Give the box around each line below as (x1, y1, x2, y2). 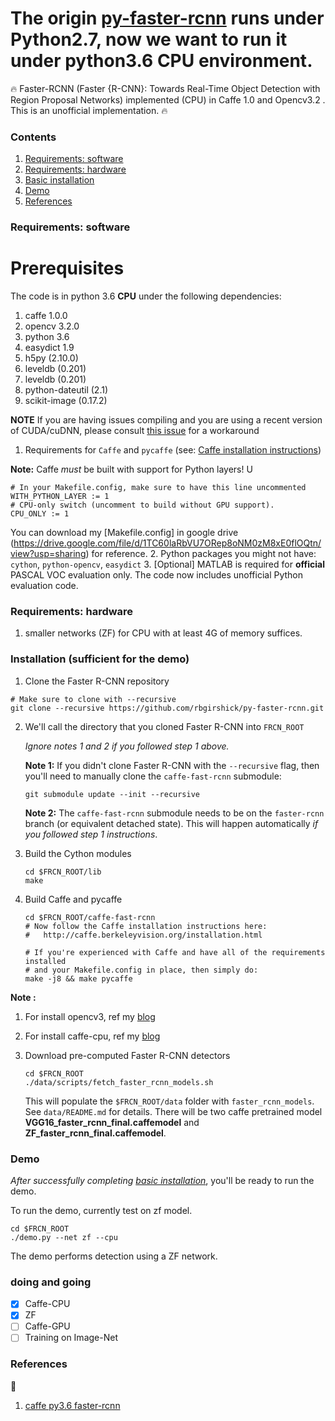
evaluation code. (10, 580, 79, 592)
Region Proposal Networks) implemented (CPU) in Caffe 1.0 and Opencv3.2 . (10, 93, 326, 106)
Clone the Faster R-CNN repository (24, 675, 170, 687)
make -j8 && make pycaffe (24, 973, 133, 984)
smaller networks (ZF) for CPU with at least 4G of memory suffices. (24, 627, 303, 639)
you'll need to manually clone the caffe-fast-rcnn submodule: (24, 770, 282, 782)
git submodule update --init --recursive (24, 789, 200, 799)
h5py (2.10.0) (24, 352, 79, 364)
